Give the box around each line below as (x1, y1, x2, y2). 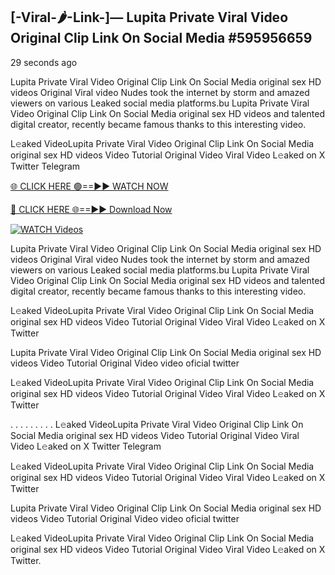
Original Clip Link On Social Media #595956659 (10, 30, 313, 47)
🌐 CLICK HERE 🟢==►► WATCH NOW (10, 180, 169, 192)
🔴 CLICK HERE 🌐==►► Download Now (10, 203, 173, 215)
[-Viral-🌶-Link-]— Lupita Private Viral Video (10, 9, 289, 26)
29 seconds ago (10, 56, 78, 68)
